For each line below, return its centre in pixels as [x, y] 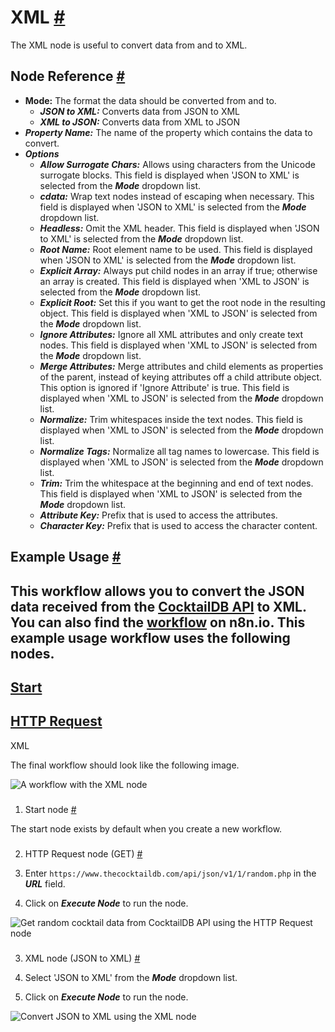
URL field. [45, 883]
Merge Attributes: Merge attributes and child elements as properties [181, 366]
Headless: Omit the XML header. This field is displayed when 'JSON [179, 228]
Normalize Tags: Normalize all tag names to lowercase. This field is [179, 451]
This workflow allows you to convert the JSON [157, 591]
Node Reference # [68, 76]
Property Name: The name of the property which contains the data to [168, 132]
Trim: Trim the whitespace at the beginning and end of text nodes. [176, 483]
